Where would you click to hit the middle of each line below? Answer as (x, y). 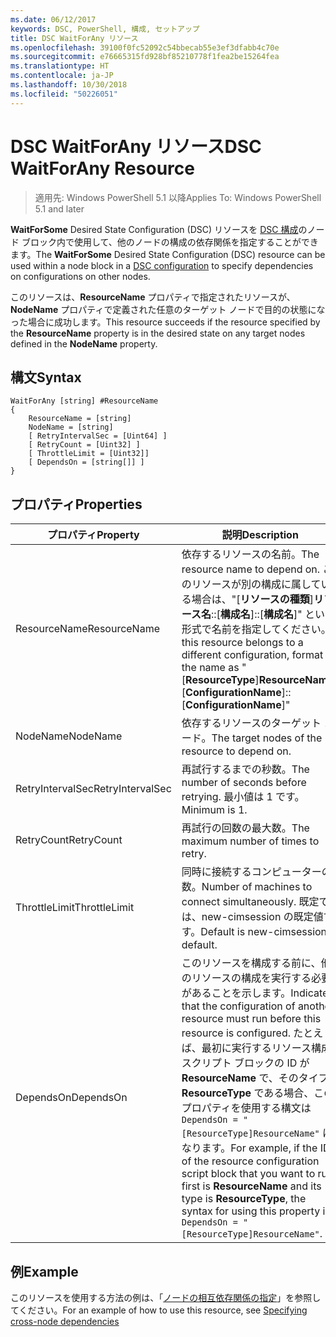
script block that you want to (248, 1174)
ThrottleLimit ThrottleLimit (75, 908)
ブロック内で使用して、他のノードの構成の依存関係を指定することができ (170, 242)
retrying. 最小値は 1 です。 (243, 797)
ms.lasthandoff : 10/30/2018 (69, 85)
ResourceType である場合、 (248, 1093)
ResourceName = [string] (80, 419)
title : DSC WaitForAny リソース (74, 38)
